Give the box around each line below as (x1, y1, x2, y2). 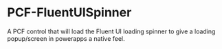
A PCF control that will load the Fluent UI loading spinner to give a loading (7, 27, 216, 35)
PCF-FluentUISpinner (7, 5, 132, 20)
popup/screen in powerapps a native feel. (7, 34, 125, 42)
